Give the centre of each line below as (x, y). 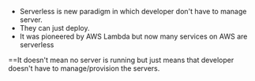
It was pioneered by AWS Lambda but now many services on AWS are (133, 36)
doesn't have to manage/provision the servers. (84, 68)
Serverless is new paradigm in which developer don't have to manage (133, 11)
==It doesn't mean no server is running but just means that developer (121, 60)
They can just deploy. (54, 28)
